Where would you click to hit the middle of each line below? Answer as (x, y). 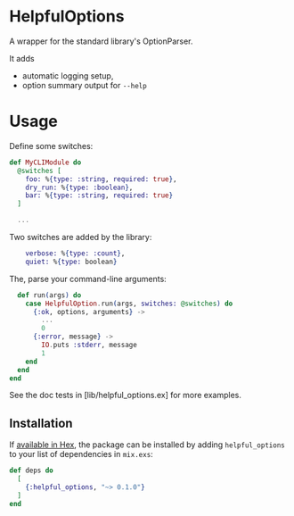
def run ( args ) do (49, 295)
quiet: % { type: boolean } (71, 262)
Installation (41, 423)
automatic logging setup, (68, 75)
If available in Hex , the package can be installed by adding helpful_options (147, 445)
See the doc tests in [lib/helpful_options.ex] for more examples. (126, 395)
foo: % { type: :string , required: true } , (101, 179)
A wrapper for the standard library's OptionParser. (101, 41)
